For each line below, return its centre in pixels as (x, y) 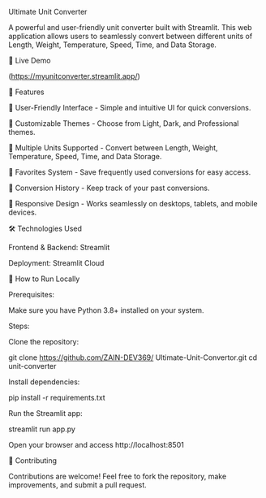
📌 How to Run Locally (44, 279)
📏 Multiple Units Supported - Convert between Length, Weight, (113, 148)
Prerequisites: (32, 294)
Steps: (19, 326)
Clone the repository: (44, 342)
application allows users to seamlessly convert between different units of (131, 36)
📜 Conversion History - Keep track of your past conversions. (109, 188)
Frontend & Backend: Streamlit (59, 247)
